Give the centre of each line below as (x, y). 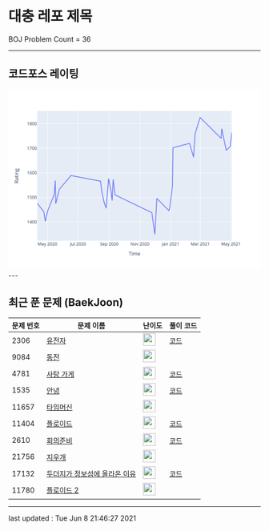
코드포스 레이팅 (44, 74)
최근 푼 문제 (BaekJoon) (66, 302)
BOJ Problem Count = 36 (50, 39)
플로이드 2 (63, 490)
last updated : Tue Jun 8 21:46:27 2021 (72, 518)
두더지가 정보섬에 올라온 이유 (91, 474)
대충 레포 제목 (50, 16)
